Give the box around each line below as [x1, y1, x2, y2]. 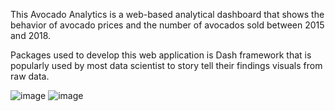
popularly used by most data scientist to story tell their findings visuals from [10, 60, 323, 71]
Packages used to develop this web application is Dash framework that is [10, 49, 312, 61]
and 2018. [10, 30, 52, 41]
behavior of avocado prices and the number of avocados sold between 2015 [10, 19, 325, 31]
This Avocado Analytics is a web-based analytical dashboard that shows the [10, 9, 325, 20]
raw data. [10, 70, 50, 82]
